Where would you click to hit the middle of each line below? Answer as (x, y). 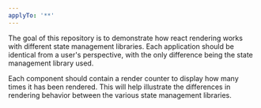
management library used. (51, 63)
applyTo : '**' (32, 15)
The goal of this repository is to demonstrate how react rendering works (126, 38)
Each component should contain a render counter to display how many (123, 78)
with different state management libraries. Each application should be (121, 46)
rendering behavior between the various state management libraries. (120, 95)
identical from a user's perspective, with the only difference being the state (130, 54)
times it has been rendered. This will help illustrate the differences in (119, 87)
